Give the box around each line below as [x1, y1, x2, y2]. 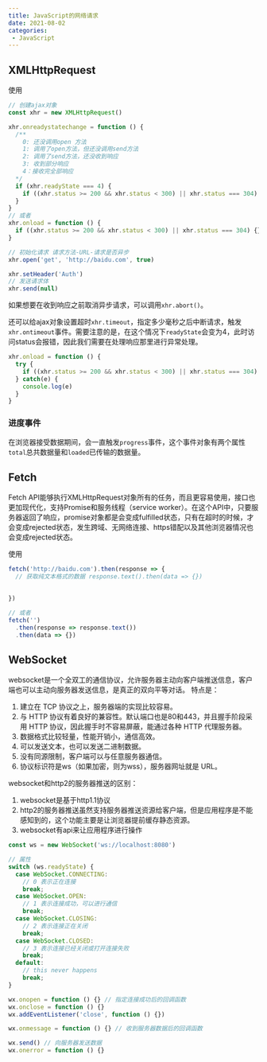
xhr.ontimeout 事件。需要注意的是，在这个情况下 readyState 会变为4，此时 [8, 327, 248, 336]
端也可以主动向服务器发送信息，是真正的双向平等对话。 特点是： [8, 685, 219, 694]
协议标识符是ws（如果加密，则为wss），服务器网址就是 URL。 [19, 761, 222, 772]
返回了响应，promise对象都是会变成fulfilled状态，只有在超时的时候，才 [21, 512, 254, 522]
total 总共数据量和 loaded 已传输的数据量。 [8, 447, 145, 457]
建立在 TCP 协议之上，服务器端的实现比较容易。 [19, 702, 177, 712]
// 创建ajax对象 [8, 101, 57, 110]
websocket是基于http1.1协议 [19, 796, 111, 805]
